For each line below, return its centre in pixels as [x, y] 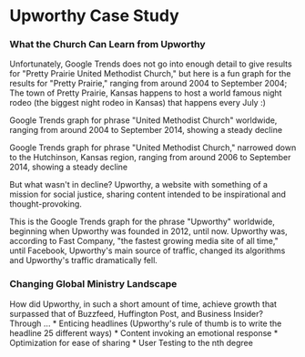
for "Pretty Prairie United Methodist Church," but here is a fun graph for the [150, 74]
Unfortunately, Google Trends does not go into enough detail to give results [151, 64]
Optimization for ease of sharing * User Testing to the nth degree [131, 342]
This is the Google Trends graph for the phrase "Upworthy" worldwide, [142, 222]
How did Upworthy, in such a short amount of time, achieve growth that [143, 304]
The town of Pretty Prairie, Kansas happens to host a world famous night [146, 93]
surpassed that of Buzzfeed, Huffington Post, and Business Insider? [137, 313]
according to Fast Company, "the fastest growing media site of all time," [144, 241]
